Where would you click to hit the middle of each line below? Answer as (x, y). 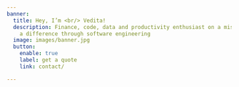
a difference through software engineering (85, 34)
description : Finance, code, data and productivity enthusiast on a (117, 27)
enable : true (39, 54)
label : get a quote (49, 60)
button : (25, 47)
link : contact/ (42, 66)
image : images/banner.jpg (52, 40)
